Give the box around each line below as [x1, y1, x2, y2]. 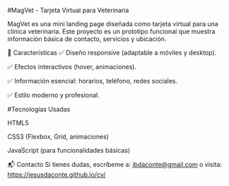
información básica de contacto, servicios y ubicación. [7, 35, 167, 43]
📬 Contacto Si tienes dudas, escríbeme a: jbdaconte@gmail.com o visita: [7, 161, 223, 168]
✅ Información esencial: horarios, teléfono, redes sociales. [7, 77, 178, 85]
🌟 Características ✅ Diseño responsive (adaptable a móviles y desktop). [7, 49, 217, 57]
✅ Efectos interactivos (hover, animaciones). [7, 63, 137, 71]
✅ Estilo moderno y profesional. [7, 91, 100, 99]
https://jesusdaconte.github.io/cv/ [7, 170, 106, 179]
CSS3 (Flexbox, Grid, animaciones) [7, 132, 110, 141]
